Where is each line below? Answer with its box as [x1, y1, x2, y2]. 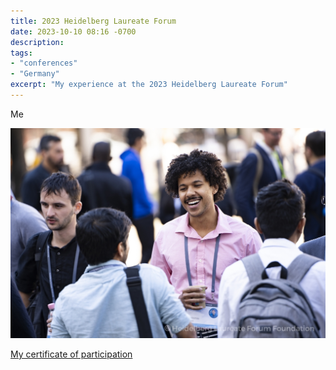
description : [10, 37, 65, 47]
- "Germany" [10, 69, 60, 79]
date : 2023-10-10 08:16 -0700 [10, 26, 137, 37]
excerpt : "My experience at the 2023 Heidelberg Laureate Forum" [10, 80, 288, 90]
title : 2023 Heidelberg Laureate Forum [10, 16, 177, 26]
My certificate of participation [10, 348, 133, 360]
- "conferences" [10, 58, 78, 69]
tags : [10, 48, 33, 58]
